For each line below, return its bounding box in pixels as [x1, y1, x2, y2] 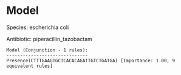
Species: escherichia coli [6, 24, 69, 31]
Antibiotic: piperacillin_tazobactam [6, 35, 93, 42]
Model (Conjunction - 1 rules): [6, 47, 88, 53]
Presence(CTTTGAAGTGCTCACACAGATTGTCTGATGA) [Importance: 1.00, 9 [6, 57, 175, 64]
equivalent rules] [6, 63, 53, 69]
